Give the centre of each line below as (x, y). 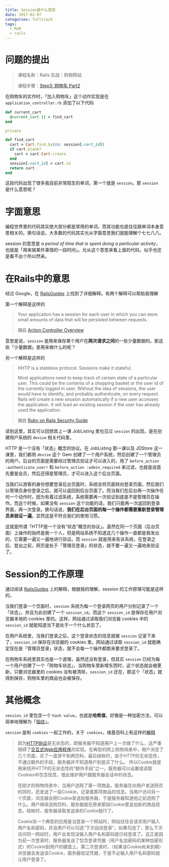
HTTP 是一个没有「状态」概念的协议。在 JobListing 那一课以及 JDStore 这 (82, 448)
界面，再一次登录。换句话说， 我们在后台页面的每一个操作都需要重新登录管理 (84, 510)
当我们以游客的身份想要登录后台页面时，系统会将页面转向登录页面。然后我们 (84, 484)
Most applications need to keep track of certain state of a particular (87, 378)
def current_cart (23, 112)
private (13, 131)
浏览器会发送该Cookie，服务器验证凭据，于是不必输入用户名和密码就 (89, 853)
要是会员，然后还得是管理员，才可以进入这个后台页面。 (67, 473)
